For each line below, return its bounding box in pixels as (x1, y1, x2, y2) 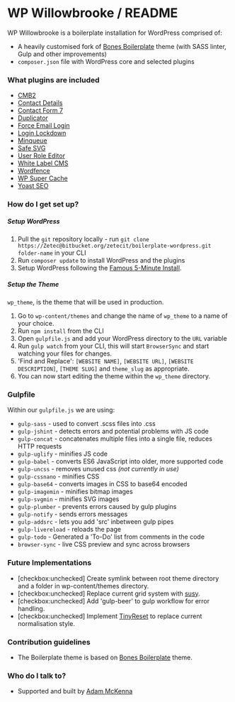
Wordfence (17, 167, 51, 175)
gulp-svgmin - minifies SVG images (17, 495, 120, 503)
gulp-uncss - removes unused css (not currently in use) (17, 465, 179, 473)
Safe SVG (17, 144, 46, 153)
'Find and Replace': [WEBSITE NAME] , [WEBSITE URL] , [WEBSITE (17, 357, 194, 366)
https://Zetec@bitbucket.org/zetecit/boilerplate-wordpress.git (17, 243, 212, 250)
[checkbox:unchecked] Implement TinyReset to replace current (17, 612, 202, 620)
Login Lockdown (17, 129, 67, 138)
